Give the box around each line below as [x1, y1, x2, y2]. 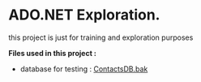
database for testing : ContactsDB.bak [19, 63, 148, 74]
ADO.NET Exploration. [8, 6, 160, 24]
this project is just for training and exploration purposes [8, 32, 194, 42]
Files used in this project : [8, 48, 97, 58]
